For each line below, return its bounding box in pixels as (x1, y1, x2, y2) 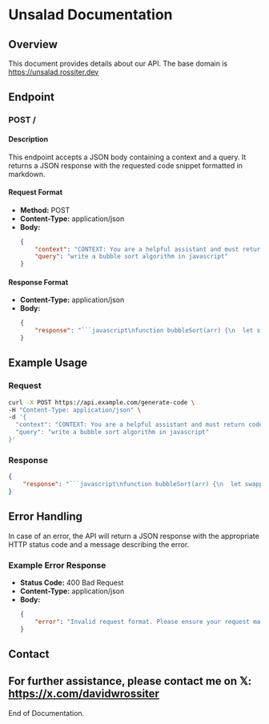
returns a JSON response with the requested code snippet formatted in (8, 160, 243, 170)
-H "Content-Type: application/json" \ (8, 406, 142, 414)
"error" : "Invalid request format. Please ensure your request (34, 617, 251, 625)
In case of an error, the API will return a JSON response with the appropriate (8, 531, 260, 541)
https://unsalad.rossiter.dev (8, 67, 99, 77)
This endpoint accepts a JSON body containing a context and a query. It (8, 152, 247, 162)
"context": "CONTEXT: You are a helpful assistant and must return (15, 420, 246, 429)
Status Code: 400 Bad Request (19, 578, 124, 588)
